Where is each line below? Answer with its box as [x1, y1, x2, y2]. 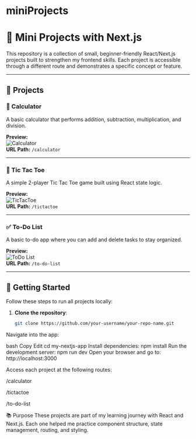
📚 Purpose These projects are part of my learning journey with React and [6, 412, 184, 419]
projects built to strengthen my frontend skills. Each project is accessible [6, 57, 181, 64]
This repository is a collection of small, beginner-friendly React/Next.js [6, 50, 176, 57]
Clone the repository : [14, 309, 68, 316]
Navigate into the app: [6, 331, 60, 338]
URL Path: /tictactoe [6, 203, 58, 210]
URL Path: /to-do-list [6, 260, 61, 267]
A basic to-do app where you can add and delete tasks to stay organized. [6, 236, 183, 243]
